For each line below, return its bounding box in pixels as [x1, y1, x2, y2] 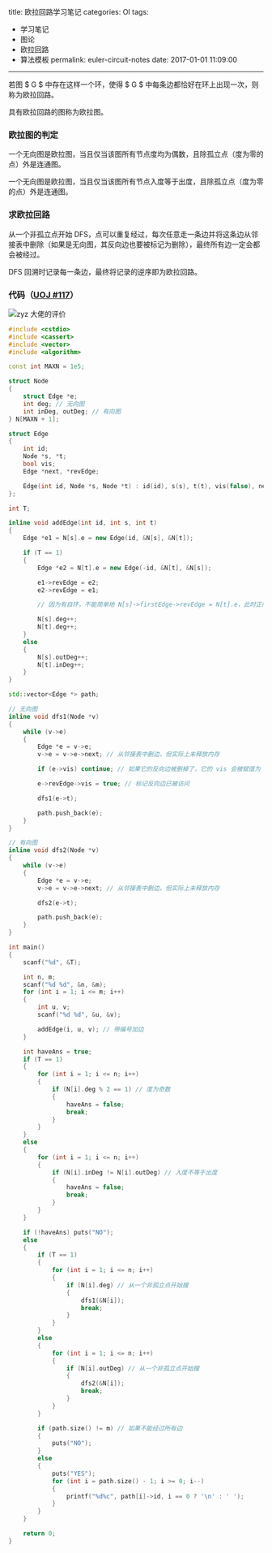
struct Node [8, 377, 49, 386]
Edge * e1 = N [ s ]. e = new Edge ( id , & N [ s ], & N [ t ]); [23, 534, 194, 543]
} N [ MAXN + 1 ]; [8, 415, 60, 423]
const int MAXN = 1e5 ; [8, 362, 85, 371]
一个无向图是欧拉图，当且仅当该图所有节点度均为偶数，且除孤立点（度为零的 [8, 149, 264, 159]
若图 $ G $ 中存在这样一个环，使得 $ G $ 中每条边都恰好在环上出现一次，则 [8, 80, 259, 89]
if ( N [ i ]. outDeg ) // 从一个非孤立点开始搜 [66, 1364, 200, 1373]
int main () [8, 943, 45, 952]
